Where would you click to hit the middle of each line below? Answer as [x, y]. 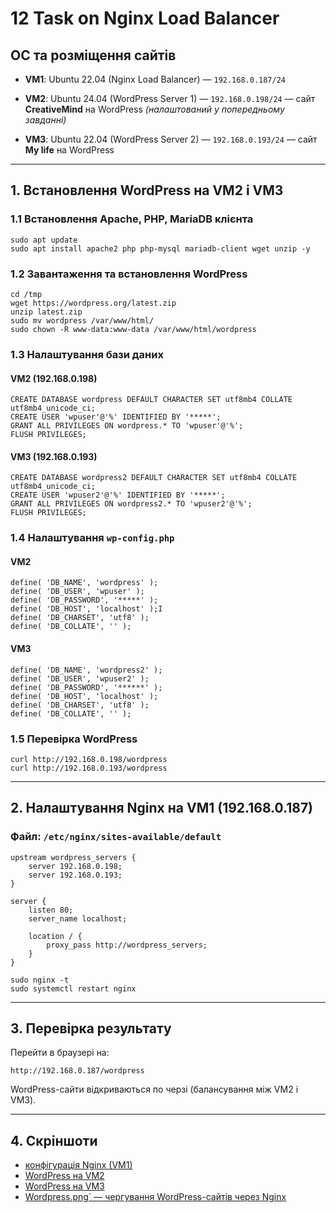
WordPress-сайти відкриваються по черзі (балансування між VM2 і [154, 1089]
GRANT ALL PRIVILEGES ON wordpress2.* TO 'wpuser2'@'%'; [131, 504]
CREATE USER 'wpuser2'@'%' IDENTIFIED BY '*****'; [118, 495]
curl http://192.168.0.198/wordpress [89, 759]
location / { [55, 936]
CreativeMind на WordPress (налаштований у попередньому [154, 109]
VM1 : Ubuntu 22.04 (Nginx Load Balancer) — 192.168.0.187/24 [155, 79]
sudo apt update [44, 240]
